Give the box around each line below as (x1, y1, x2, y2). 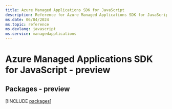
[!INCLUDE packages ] (5, 98, 52, 104)
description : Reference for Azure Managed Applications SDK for (5, 12, 145, 17)
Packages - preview (5, 84, 70, 93)
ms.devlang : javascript (5, 27, 56, 32)
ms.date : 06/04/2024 (5, 17, 50, 22)
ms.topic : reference (5, 21, 50, 27)
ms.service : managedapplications (5, 31, 77, 36)
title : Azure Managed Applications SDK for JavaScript (5, 7, 125, 13)
